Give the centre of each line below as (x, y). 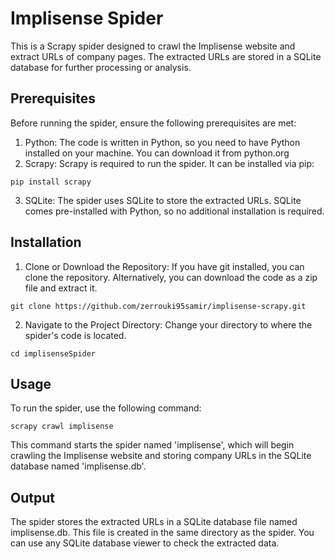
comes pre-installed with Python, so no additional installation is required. (174, 211)
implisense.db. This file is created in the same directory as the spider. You (162, 533)
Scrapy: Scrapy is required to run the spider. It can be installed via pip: (169, 163)
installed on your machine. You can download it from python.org (157, 153)
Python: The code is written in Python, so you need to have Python (162, 142)
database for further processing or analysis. (101, 67)
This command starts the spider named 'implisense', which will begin (152, 445)
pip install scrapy (51, 182)
